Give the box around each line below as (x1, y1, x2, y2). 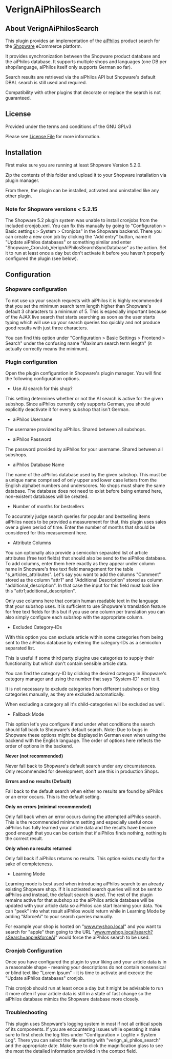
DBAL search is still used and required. (5, 80, 87, 85)
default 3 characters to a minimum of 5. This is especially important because (5, 308, 167, 314)
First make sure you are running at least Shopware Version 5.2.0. (5, 162, 142, 168)
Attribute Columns (12, 540, 51, 546)
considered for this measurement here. (5, 529, 88, 535)
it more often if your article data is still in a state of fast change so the (5, 991, 152, 997)
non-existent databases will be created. (5, 493, 89, 499)
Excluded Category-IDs (12, 624, 62, 630)
